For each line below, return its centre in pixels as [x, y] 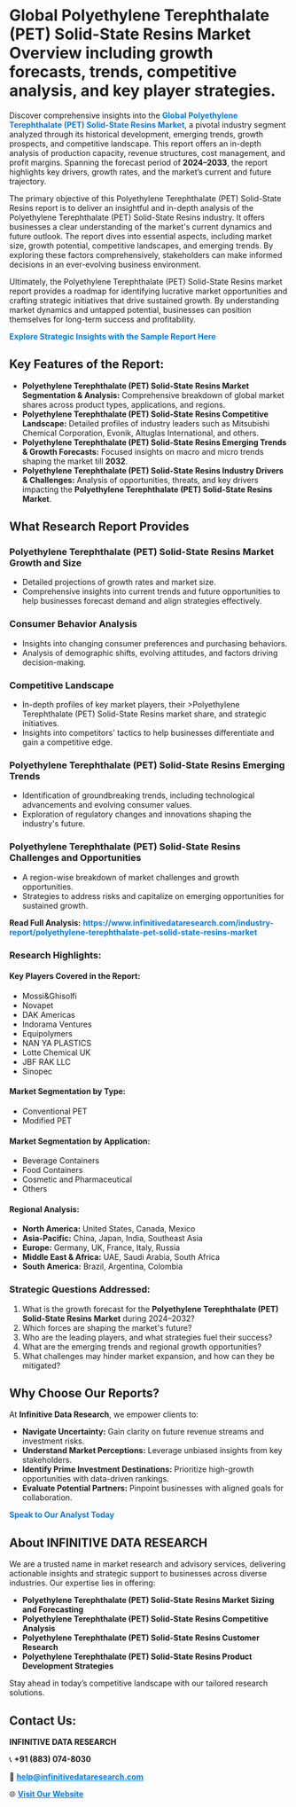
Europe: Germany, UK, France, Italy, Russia [101, 1248]
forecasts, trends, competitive [123, 72]
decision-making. [54, 662]
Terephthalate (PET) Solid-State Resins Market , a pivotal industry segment [148, 124]
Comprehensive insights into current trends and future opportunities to [151, 591]
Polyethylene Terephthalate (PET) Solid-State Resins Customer [140, 1638]
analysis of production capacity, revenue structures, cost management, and [147, 153]
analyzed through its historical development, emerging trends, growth [136, 134]
